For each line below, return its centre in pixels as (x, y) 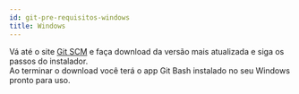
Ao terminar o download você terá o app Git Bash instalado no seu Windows (150, 70)
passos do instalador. (49, 61)
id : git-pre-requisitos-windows (69, 17)
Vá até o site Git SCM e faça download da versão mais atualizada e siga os (147, 51)
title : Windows (38, 26)
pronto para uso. (40, 80)
